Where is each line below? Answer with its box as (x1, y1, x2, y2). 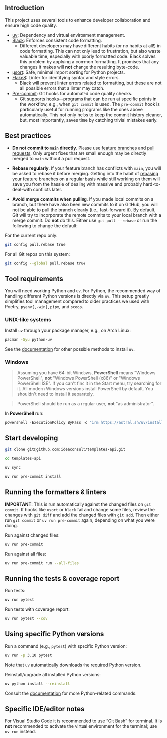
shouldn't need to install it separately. (17, 391, 94, 397)
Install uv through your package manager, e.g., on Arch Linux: (5, 327, 131, 334)
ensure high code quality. (5, 22, 57, 28)
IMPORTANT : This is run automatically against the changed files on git (5, 501, 151, 507)
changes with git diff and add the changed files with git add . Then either (5, 512, 159, 518)
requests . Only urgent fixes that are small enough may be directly (12, 150, 147, 156)
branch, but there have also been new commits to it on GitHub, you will (12, 201, 158, 207)
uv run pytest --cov (5, 616, 48, 621)
